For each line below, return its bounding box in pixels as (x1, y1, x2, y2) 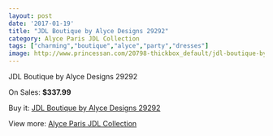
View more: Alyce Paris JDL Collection (8, 119, 137, 128)
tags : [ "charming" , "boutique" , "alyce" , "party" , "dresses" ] (8, 42, 209, 50)
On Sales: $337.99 (8, 87, 71, 97)
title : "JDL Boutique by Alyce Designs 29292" (8, 27, 169, 35)
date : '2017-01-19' (8, 19, 75, 28)
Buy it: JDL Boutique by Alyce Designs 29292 (8, 103, 161, 113)
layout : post (8, 11, 53, 20)
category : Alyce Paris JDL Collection (8, 34, 140, 43)
